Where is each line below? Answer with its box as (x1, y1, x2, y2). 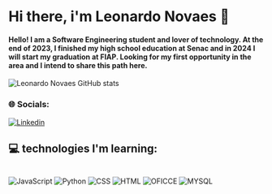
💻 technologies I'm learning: (8, 142, 158, 156)
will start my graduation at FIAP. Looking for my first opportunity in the (8, 52, 252, 62)
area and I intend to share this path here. (8, 60, 148, 70)
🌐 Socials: (8, 99, 50, 110)
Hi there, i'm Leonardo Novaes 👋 (8, 7, 230, 26)
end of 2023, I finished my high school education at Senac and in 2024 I (8, 43, 256, 53)
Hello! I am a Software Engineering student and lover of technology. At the (8, 34, 264, 44)
